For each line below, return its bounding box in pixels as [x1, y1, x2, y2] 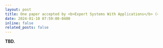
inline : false [5, 20, 34, 26]
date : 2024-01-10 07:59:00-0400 [5, 16, 70, 21]
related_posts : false [5, 25, 49, 30]
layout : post [5, 7, 32, 12]
